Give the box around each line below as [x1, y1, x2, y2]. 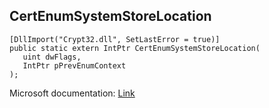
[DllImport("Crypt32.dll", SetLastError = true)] [9, 34, 221, 44]
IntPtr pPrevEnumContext [22, 60, 127, 71]
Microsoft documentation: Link [9, 87, 136, 99]
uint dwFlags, [22, 52, 82, 62]
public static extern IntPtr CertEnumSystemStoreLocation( [9, 43, 261, 53]
